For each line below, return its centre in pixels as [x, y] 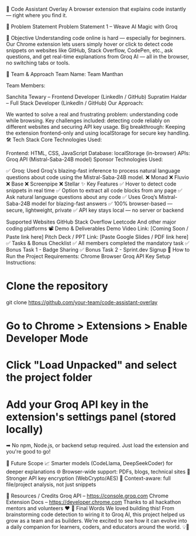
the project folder [49, 378]
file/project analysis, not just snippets [51, 485]
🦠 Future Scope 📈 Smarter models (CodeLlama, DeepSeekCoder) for [90, 463]
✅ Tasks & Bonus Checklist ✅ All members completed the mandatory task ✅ [98, 243]
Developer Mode [47, 339]
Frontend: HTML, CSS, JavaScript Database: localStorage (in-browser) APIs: [98, 153]
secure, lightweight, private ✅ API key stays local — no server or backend [95, 210]
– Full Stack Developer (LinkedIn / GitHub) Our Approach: [75, 103]
